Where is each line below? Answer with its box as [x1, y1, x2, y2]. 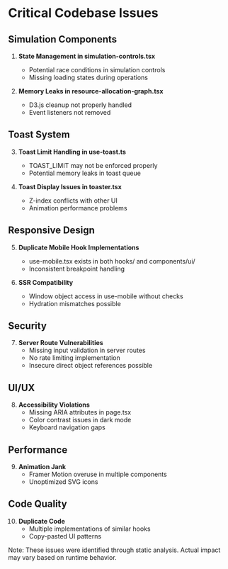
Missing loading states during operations [28, 73, 148, 81]
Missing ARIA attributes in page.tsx [28, 408, 132, 417]
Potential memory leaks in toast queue [28, 169, 141, 177]
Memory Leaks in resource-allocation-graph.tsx [18, 87, 164, 95]
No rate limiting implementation [28, 354, 120, 362]
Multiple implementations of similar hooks [28, 524, 151, 533]
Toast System [8, 129, 70, 141]
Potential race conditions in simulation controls [28, 66, 166, 74]
